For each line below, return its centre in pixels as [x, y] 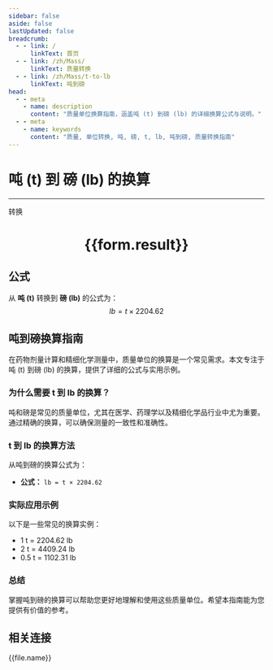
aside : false [30, 24]
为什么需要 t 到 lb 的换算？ [59, 393]
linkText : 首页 [54, 54]
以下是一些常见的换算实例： [55, 524]
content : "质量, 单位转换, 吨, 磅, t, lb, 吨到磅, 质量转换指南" [132, 137]
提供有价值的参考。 [41, 610]
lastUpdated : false [41, 31]
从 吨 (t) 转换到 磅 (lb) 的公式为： [63, 298]
